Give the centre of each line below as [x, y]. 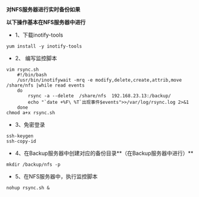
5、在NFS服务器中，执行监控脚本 [56, 176]
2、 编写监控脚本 [36, 58]
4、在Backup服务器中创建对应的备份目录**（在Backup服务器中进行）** [104, 153]
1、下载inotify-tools [39, 35]
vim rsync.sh [23, 70]
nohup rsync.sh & [28, 188]
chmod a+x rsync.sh [31, 113]
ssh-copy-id [21, 141]
